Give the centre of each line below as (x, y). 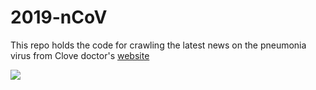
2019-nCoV (59, 17)
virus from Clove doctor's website (80, 55)
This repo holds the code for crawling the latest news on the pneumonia (158, 45)
